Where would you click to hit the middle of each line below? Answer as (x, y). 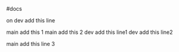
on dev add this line (31, 20)
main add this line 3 (31, 44)
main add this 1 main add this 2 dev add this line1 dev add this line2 (90, 32)
